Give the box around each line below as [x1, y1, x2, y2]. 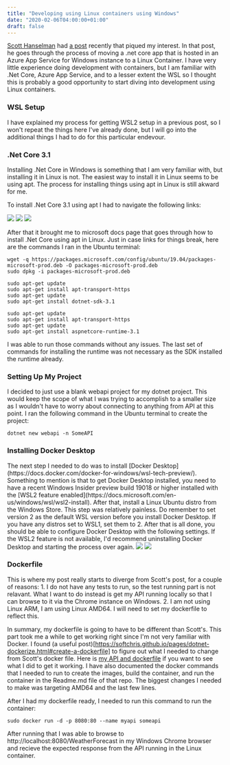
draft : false [7, 23, 45, 30]
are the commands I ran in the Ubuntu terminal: [7, 242, 141, 251]
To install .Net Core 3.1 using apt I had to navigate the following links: [7, 201, 201, 209]
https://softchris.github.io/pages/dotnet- [95, 639, 209, 648]
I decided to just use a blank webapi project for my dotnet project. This [7, 387, 207, 396]
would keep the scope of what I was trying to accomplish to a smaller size [7, 395, 216, 403]
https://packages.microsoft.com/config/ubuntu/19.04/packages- [32, 255, 216, 263]
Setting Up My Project [7, 372, 82, 381]
